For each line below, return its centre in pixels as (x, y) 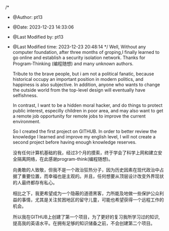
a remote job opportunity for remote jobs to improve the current (79, 116)
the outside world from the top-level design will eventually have (79, 90)
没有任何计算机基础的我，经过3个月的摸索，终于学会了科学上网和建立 (85, 153)
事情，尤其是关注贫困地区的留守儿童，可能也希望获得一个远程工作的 (93, 200)
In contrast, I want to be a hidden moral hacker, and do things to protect (88, 105)
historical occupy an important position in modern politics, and (78, 79)
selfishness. (25, 95)
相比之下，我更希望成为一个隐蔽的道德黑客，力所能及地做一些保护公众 (86, 193)
